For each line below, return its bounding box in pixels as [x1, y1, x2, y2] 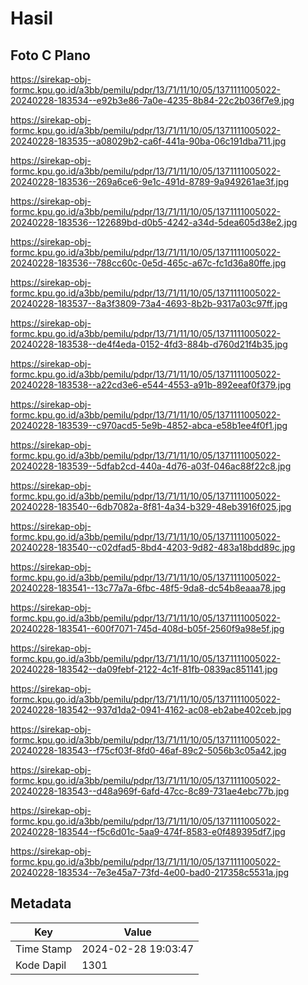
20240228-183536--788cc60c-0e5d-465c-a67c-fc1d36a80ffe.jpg [10, 257, 287, 269]
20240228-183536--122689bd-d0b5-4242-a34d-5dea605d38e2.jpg [10, 217, 298, 228]
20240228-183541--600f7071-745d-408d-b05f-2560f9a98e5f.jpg [10, 623, 285, 634]
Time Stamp [15, 942, 73, 956]
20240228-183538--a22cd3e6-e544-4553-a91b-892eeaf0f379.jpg [10, 379, 292, 391]
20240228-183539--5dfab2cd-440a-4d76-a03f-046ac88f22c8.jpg [10, 460, 292, 472]
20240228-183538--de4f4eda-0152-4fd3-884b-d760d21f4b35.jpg [10, 338, 288, 350]
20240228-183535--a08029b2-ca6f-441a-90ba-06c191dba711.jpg [10, 135, 287, 147]
